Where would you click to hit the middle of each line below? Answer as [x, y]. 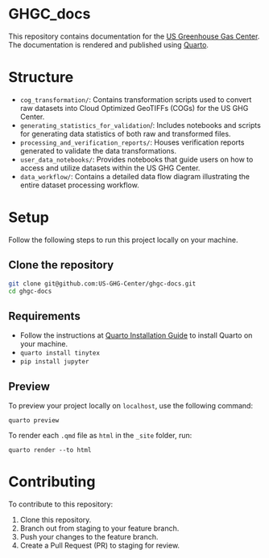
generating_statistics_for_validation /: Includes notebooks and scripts [141, 125]
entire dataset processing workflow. [79, 185]
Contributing [52, 482]
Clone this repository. [56, 519]
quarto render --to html [50, 450]
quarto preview [34, 421]
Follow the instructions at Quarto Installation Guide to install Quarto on [136, 335]
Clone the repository [61, 265]
